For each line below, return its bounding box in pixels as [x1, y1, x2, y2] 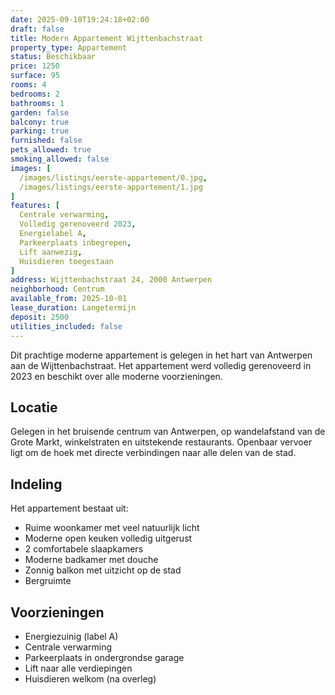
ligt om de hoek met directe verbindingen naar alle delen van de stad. [10, 447, 297, 459]
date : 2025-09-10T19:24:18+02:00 [10, 14, 150, 25]
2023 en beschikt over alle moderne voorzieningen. [10, 370, 223, 382]
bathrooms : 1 [10, 98, 65, 108]
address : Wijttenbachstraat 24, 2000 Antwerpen [10, 275, 213, 285]
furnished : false [10, 136, 83, 146]
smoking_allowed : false [10, 154, 110, 164]
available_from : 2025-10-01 [10, 294, 128, 304]
